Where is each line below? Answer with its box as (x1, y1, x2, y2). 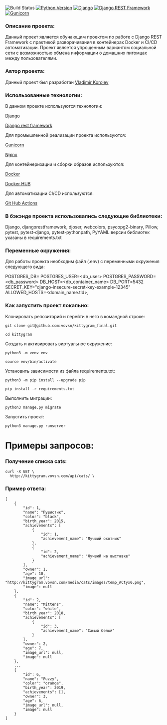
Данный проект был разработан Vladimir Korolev (5, 79, 109, 85)
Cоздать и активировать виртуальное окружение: (5, 341, 112, 347)
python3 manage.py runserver (5, 423, 66, 428)
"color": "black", (23, 514, 61, 519)
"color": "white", (23, 606, 61, 611)
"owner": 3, (23, 694, 48, 699)
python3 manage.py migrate (5, 405, 61, 410)
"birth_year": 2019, (23, 685, 66, 690)
